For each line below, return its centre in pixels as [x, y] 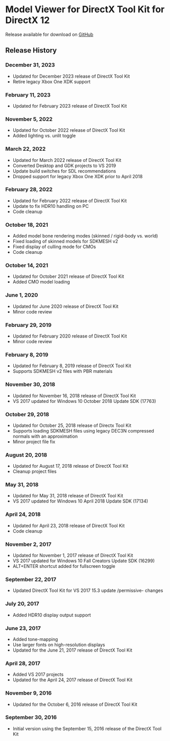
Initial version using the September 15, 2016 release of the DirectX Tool [87, 728]
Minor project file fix [34, 441]
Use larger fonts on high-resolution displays [59, 644]
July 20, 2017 [22, 604]
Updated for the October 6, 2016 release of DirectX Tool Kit [75, 704]
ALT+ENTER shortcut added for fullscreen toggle [64, 566]
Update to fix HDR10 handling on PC [51, 206]
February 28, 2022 [29, 189]
